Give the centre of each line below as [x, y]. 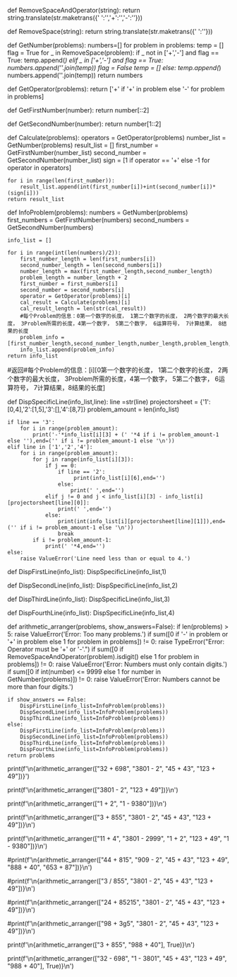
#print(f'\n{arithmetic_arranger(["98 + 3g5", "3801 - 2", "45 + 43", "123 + [114, 924]
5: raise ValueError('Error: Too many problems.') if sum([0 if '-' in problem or [118, 634]
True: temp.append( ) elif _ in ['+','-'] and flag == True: [85, 60]
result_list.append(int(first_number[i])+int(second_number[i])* [118, 187]
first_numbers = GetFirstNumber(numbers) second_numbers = [98, 220]
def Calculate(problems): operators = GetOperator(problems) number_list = [117, 138]
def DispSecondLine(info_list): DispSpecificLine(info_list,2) [93, 585]
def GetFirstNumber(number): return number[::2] [78, 110]
